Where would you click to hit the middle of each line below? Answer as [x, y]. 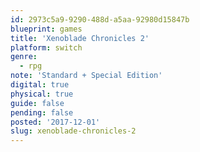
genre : [24, 57]
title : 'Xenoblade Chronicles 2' [80, 38]
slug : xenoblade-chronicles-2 [73, 131]
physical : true [42, 94]
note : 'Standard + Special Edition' [86, 76]
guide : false [37, 103]
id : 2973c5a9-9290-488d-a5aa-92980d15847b [100, 19]
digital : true [40, 85]
